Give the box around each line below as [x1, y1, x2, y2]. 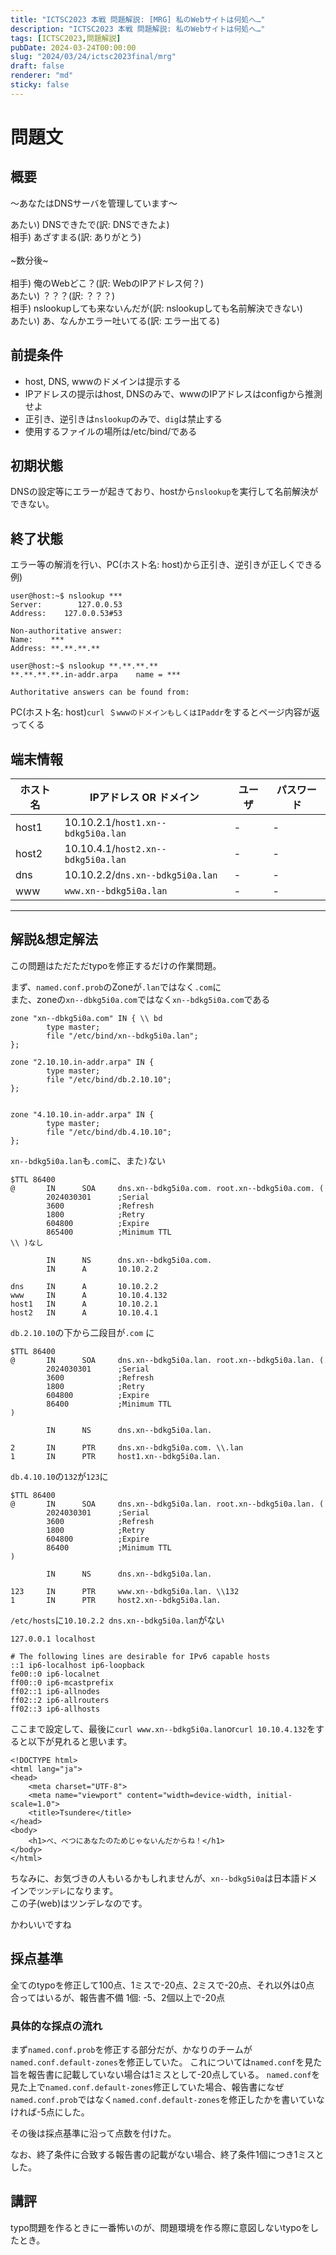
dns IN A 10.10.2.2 [10, 1281, 159, 1291]
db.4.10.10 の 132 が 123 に [10, 1470, 109, 1482]
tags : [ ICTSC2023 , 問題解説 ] [10, 33, 122, 43]
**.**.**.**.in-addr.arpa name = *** [10, 670, 182, 680]
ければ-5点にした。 [10, 2106, 90, 2118]
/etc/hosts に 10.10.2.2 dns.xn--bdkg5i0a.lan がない [10, 1614, 225, 1626]
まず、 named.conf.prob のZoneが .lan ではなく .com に [10, 981, 222, 993]
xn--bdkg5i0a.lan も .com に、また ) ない [10, 1154, 166, 1166]
